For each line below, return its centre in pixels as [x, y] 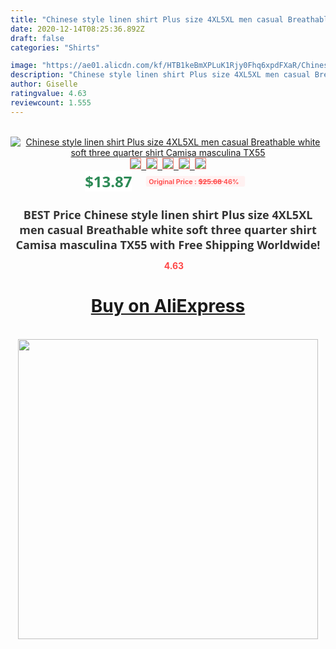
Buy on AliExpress [168, 306]
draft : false [37, 38]
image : [24, 66]
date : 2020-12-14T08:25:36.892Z [77, 29]
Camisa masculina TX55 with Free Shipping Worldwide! [168, 244]
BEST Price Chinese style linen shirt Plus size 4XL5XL [168, 214]
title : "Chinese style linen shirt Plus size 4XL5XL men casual [147, 19]
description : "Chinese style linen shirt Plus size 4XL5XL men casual [160, 75]
